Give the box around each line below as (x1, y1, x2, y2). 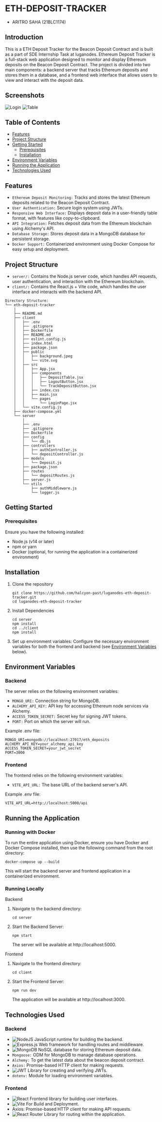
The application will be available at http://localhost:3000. (12, 997, 126, 1003)
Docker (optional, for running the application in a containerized (12, 549, 138, 554)
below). (12, 648, 28, 654)
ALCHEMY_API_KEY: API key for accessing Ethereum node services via (12, 703, 149, 709)
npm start (12, 933, 32, 938)
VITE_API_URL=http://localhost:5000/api (5, 801, 88, 806)
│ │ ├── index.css (14, 388, 60, 393)
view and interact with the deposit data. (5, 77, 84, 83)
